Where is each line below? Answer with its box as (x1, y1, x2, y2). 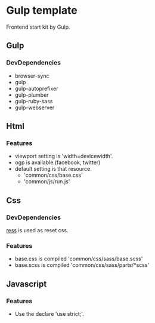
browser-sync (14, 72, 49, 79)
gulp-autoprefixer (14, 85, 58, 92)
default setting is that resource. (14, 165, 92, 173)
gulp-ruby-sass (14, 97, 53, 104)
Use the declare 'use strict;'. (14, 310, 85, 317)
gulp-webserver (14, 104, 55, 111)
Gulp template (6, 4, 77, 17)
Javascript (6, 279, 47, 289)
